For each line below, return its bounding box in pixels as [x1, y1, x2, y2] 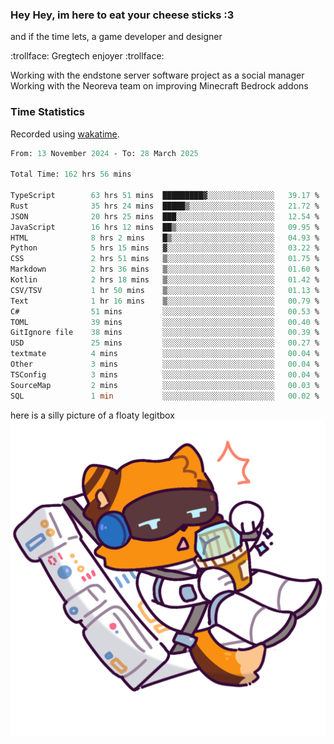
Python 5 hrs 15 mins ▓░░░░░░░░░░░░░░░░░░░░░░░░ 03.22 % [10, 243, 320, 253]
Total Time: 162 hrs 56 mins [10, 169, 132, 180]
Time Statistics [10, 105, 85, 119]
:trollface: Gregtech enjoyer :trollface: [10, 50, 165, 62]
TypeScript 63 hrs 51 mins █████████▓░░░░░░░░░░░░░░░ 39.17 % [10, 191, 320, 201]
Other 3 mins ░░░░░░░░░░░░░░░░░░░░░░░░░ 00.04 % [10, 359, 320, 370]
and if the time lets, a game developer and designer [10, 31, 223, 43]
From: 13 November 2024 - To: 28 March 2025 [10, 148, 199, 158]
